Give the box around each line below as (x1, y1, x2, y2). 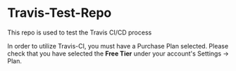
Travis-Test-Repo (7, 5, 112, 21)
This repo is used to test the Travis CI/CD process (7, 28, 152, 37)
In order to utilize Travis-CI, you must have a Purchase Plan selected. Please (7, 41, 229, 50)
